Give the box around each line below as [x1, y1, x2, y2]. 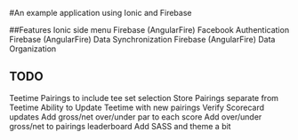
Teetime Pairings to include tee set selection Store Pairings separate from [9, 92, 278, 103]
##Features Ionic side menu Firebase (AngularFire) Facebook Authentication [9, 25, 290, 35]
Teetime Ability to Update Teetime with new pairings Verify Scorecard [9, 102, 265, 113]
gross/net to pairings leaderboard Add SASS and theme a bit [9, 121, 231, 131]
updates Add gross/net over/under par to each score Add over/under [9, 111, 262, 122]
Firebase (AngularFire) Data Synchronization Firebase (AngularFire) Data [9, 35, 276, 44]
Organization [9, 43, 57, 54]
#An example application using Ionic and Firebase [9, 8, 192, 18]
